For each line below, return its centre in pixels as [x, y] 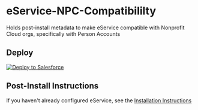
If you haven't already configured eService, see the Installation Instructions [99, 100]
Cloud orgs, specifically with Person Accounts [63, 33]
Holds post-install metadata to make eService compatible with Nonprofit [95, 27]
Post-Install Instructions [52, 86]
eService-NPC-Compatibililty [81, 11]
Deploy [20, 53]
